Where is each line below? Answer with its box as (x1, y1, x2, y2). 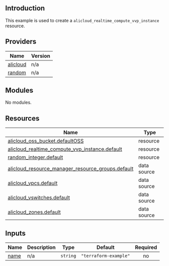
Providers (5, 37, 37, 46)
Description (27, 244, 56, 251)
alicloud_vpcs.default (8, 180, 58, 187)
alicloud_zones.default (8, 209, 61, 216)
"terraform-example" (81, 253, 130, 259)
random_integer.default (8, 154, 63, 161)
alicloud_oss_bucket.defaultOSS (8, 138, 84, 145)
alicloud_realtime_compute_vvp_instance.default (8, 146, 122, 153)
